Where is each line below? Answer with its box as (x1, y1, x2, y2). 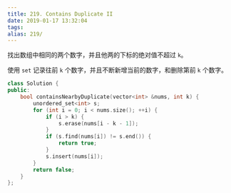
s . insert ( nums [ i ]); (45, 152, 103, 160)
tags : (7, 24, 24, 31)
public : (7, 87, 31, 94)
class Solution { (7, 80, 59, 88)
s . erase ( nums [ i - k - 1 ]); (58, 120, 139, 127)
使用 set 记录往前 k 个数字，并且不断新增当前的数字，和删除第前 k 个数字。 (7, 66, 228, 75)
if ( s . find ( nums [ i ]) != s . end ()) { (45, 133, 152, 140)
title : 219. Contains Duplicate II (7, 10, 113, 18)
